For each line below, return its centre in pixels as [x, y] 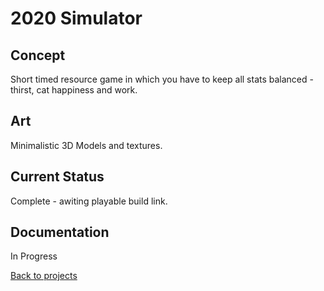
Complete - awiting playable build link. [89, 201]
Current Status [57, 177]
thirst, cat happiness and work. [74, 90]
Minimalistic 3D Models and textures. [86, 145]
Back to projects [44, 276]
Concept [38, 55]
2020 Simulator [76, 18]
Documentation [60, 232]
